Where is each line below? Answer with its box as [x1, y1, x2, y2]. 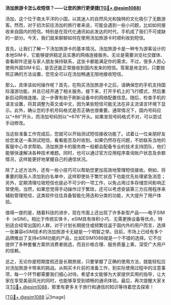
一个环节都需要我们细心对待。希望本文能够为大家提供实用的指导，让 [18, 271, 161, 277]
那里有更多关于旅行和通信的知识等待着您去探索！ [51, 284, 154, 290]
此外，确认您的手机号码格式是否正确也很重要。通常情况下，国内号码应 [14, 107, 161, 113]
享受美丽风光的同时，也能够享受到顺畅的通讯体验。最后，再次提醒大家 [14, 278, 161, 284]
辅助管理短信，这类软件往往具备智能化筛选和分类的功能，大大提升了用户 [5, 193, 157, 198]
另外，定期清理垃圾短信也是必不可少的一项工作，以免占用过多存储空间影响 [5, 180, 161, 186]
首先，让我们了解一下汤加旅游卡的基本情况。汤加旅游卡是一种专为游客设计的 [5, 46, 166, 51]
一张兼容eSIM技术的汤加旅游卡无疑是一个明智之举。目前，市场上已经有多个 [5, 229, 163, 234]
